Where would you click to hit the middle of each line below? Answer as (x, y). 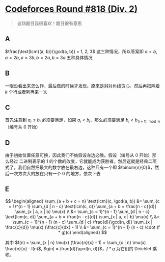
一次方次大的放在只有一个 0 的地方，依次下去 (55, 173)
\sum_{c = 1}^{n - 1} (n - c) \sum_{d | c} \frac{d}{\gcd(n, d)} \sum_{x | (82, 222)
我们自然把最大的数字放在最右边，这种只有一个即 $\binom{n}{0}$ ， (86, 167)
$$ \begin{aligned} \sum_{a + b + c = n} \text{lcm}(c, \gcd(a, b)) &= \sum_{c (82, 201)
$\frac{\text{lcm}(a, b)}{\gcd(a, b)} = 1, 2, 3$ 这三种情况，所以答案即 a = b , (81, 51)
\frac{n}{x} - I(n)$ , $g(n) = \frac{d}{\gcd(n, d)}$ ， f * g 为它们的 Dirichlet (78, 248)
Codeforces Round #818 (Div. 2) (71, 9)
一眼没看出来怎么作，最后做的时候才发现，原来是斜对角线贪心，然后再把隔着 (82, 86)
